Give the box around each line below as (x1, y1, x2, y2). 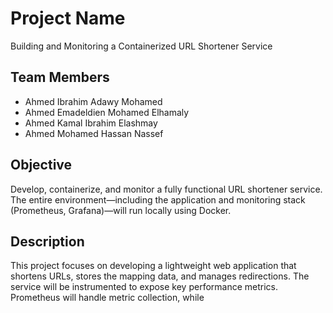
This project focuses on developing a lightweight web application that (10, 260, 297, 272)
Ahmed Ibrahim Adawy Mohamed (24, 95, 163, 107)
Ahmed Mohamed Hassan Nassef (24, 127, 164, 139)
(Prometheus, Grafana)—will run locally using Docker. (10, 204, 232, 216)
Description (10, 233, 85, 250)
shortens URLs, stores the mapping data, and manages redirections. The (10, 270, 310, 282)
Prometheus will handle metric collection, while (10, 292, 205, 304)
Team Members (10, 69, 110, 86)
